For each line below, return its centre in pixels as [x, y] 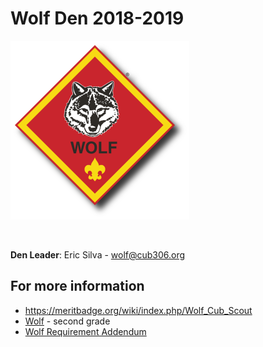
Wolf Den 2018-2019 [97, 18]
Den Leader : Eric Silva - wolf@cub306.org [98, 254]
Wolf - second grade [67, 321]
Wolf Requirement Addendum [85, 331]
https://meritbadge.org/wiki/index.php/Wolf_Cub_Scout [138, 310]
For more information [77, 286]
